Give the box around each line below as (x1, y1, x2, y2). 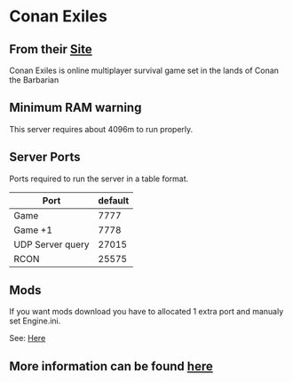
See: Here (9, 333, 46, 344)
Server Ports (9, 149, 81, 165)
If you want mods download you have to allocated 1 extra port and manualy (9, 306, 284, 317)
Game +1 (13, 224, 53, 236)
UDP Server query (13, 238, 91, 251)
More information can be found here (9, 358, 213, 374)
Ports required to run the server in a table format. (9, 173, 189, 184)
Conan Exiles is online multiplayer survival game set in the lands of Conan (9, 65, 280, 76)
